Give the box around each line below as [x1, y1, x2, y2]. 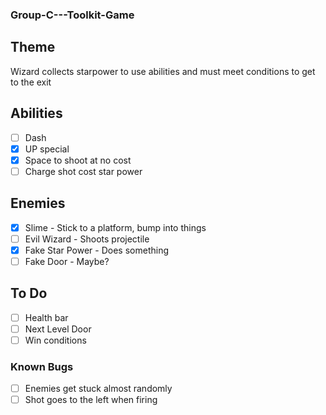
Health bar [24, 311, 69, 323]
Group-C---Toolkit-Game [10, 8, 135, 22]
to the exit [10, 76, 52, 88]
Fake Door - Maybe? [24, 255, 110, 267]
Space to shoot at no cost [24, 154, 132, 166]
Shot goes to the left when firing [24, 394, 158, 406]
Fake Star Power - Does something [24, 244, 169, 256]
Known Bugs [10, 359, 74, 373]
